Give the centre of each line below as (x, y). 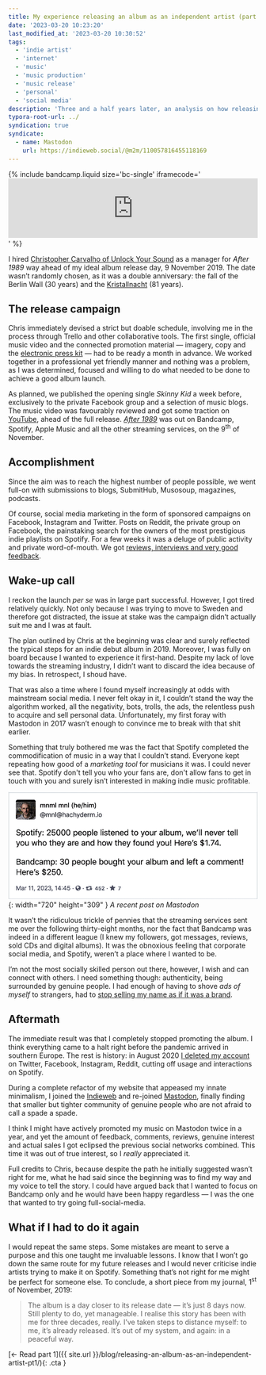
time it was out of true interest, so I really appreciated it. (99, 1153)
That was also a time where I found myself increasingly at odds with (119, 689)
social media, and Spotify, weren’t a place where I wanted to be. (113, 954)
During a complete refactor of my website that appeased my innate (118, 1087)
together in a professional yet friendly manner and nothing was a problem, (129, 362)
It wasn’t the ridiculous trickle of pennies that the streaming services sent (128, 921)
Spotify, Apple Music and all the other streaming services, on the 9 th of (124, 428)
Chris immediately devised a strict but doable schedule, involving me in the (131, 328)
